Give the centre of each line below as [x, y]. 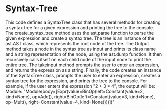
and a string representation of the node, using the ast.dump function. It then [84, 54]
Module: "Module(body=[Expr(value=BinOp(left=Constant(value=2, [75, 91]
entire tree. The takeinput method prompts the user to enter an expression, [82, 65]
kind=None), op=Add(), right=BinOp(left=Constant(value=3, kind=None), [80, 97]
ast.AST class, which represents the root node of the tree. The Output [77, 43]
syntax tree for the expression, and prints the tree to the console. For [76, 81]
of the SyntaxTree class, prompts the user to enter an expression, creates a [83, 75]
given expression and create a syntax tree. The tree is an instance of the [80, 38]
